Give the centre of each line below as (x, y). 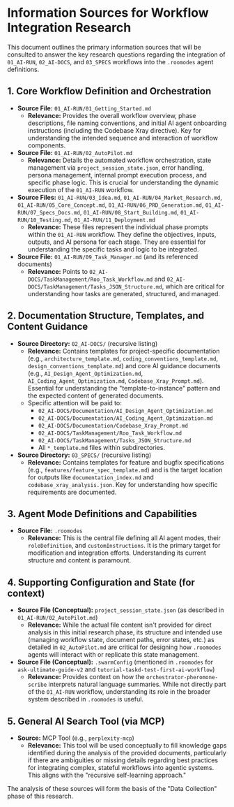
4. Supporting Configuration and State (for (101, 582)
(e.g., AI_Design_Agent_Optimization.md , (85, 373)
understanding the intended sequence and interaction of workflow (123, 138)
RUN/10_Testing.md (44, 220)
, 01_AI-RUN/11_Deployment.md (113, 219)
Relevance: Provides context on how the (86, 677)
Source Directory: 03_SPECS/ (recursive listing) (84, 455)
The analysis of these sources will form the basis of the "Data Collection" (112, 788)
